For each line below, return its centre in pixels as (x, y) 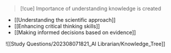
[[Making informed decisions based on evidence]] (75, 32)
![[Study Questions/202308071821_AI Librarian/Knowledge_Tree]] (85, 44)
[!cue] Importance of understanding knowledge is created (91, 9)
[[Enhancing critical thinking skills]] (57, 26)
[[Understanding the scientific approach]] (65, 20)
